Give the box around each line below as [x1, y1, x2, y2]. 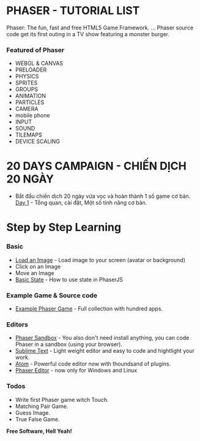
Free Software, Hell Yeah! [6, 427, 72, 435]
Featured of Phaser [6, 45, 65, 54]
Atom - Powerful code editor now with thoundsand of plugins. [15, 360, 171, 367]
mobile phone [15, 111, 50, 119]
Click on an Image [15, 263, 61, 270]
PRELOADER [15, 66, 47, 73]
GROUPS [15, 86, 39, 93]
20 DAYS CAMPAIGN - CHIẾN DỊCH [6, 159, 187, 173]
